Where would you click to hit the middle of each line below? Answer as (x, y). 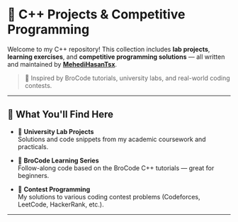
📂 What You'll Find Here (60, 115)
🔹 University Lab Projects (56, 131)
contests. (38, 85)
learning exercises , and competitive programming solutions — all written (116, 57)
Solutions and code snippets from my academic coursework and (112, 139)
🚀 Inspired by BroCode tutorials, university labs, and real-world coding (127, 78)
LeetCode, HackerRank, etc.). (61, 204)
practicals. (33, 146)
